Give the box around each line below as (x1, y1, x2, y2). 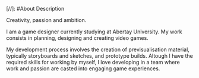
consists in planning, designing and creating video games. (6, 35, 149, 41)
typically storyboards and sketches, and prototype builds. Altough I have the (6, 52, 193, 59)
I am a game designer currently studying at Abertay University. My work (6, 28, 182, 35)
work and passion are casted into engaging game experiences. (6, 65, 160, 72)
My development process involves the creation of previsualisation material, (6, 46, 190, 53)
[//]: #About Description (6, 5, 65, 12)
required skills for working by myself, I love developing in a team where (6, 59, 180, 65)
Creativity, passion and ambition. (6, 17, 87, 23)
